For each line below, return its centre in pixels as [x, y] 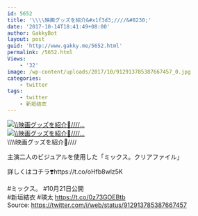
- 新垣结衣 [33, 104]
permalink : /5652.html [40, 53]
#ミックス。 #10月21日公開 [46, 188]
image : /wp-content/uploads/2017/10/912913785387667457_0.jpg [99, 72]
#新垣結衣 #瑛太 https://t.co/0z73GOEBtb [66, 197]
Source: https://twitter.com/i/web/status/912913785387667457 [97, 205]
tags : [15, 91]
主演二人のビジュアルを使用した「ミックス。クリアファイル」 [95, 156]
